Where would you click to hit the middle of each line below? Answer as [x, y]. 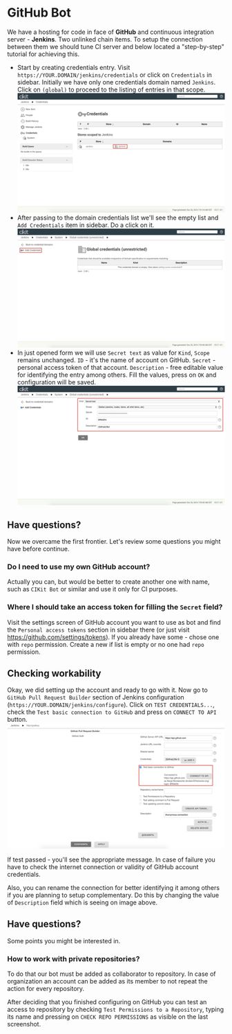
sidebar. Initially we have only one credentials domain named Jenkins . [116, 82]
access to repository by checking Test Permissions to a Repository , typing [116, 1009]
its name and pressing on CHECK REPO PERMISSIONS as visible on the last [108, 1017]
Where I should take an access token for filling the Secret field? [115, 607]
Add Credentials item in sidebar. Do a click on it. [86, 225]
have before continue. [39, 549]
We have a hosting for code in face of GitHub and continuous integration [110, 32]
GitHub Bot [39, 13]
